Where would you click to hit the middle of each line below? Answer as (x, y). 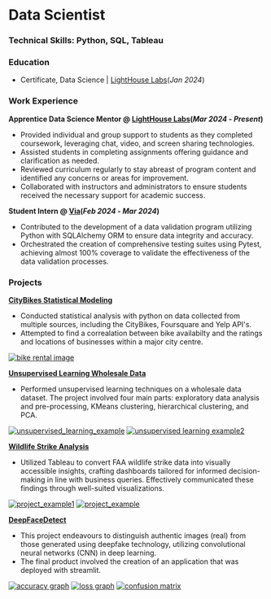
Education (29, 63)
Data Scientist (57, 15)
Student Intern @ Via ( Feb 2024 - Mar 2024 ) (84, 211)
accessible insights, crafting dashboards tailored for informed (123, 471)
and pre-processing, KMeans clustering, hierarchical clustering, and (134, 406)
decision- (244, 471)
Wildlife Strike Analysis (49, 446)
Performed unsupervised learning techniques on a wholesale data (131, 389)
